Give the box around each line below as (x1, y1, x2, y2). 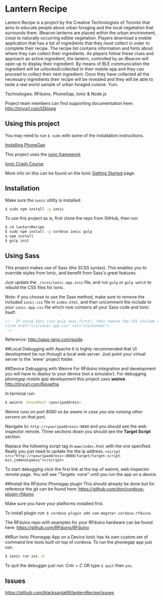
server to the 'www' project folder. (5, 356, 74, 362)
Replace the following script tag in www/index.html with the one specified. (5, 443, 151, 449)
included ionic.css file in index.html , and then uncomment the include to (5, 299, 152, 305)
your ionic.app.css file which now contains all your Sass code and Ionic (5, 304, 149, 310)
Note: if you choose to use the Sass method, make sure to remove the (5, 294, 145, 300)
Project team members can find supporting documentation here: (5, 100, 133, 106)
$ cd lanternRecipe (5, 225, 45, 229)
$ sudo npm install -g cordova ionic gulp (5, 229, 92, 234)
